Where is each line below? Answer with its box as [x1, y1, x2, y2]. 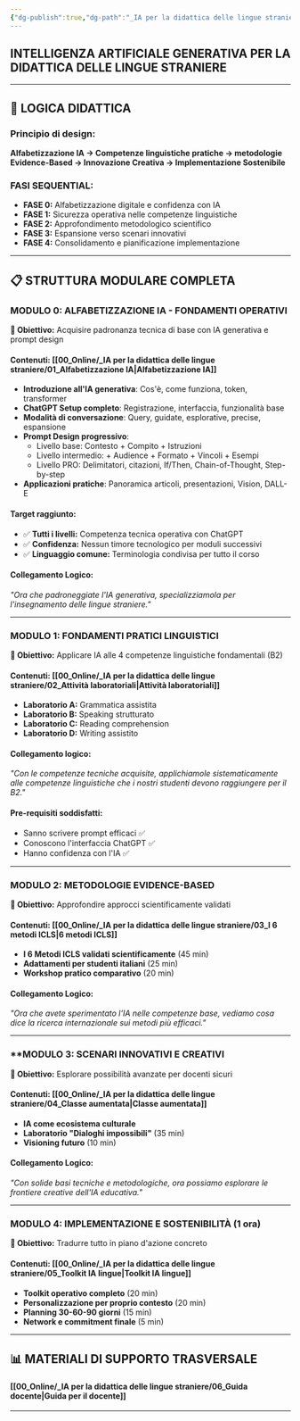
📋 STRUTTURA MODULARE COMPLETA [10, 273, 236, 288]
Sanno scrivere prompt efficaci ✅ [22, 827, 146, 838]
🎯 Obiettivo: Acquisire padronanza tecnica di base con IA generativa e [10, 325, 269, 336]
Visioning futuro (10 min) [22, 1137, 117, 1148]
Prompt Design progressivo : [22, 431, 130, 442]
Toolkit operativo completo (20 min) [22, 1287, 158, 1299]
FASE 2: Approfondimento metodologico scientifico [22, 219, 212, 229]
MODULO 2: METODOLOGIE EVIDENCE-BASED [10, 878, 215, 891]
